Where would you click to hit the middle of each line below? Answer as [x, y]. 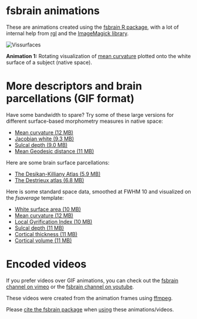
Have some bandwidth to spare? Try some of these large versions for [90, 115]
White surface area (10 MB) [48, 209]
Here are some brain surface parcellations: [58, 162]
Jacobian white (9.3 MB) [44, 139]
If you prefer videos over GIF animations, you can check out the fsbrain [92, 280]
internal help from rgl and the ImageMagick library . [67, 33]
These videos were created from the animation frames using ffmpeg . [89, 298]
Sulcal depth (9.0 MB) [41, 145]
